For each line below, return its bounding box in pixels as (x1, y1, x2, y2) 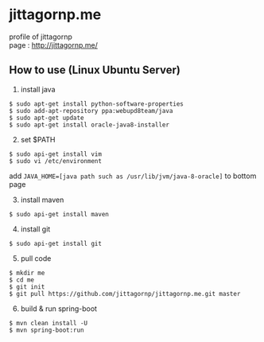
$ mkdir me (9, 269, 45, 277)
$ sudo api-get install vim (9, 150, 103, 158)
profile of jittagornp (9, 32, 72, 41)
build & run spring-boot (20, 304, 98, 313)
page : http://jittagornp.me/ (9, 40, 99, 49)
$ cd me (9, 276, 35, 284)
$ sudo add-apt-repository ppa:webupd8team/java (9, 107, 173, 115)
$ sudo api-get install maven (9, 210, 110, 218)
